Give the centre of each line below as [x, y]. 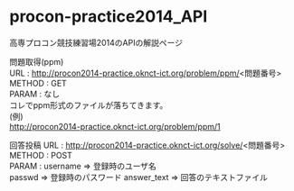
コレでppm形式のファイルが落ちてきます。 [89, 105]
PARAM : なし [35, 94]
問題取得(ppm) [37, 61]
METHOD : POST [41, 155]
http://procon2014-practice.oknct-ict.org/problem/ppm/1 [115, 126]
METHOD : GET [38, 83]
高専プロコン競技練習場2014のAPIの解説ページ [96, 42]
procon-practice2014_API [109, 17]
